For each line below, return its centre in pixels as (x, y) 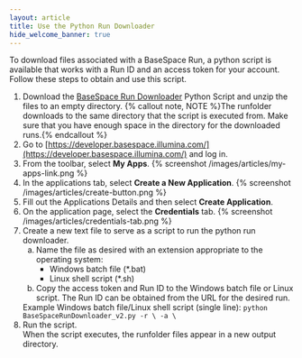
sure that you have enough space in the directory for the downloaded (151, 125)
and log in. (208, 154)
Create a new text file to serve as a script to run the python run (139, 231)
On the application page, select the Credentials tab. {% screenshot (147, 212)
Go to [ (35, 144)
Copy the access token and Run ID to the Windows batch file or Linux (165, 289)
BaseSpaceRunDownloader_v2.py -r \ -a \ (99, 317)
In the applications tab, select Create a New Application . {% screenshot (156, 183)
